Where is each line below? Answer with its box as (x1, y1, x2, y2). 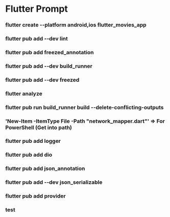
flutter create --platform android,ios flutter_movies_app (5, 21, 147, 29)
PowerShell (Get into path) (5, 124, 72, 131)
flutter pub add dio (5, 151, 53, 159)
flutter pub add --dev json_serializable (5, 179, 103, 186)
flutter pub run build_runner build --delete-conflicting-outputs (5, 103, 164, 111)
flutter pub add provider (5, 192, 66, 200)
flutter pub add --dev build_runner (5, 62, 93, 70)
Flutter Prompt (5, 3, 68, 15)
